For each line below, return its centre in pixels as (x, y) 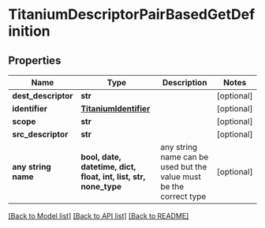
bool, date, (101, 157)
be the (172, 187)
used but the (184, 167)
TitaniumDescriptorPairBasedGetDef (132, 15)
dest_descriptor (43, 96)
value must (181, 177)
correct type (183, 196)
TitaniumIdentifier (116, 108)
